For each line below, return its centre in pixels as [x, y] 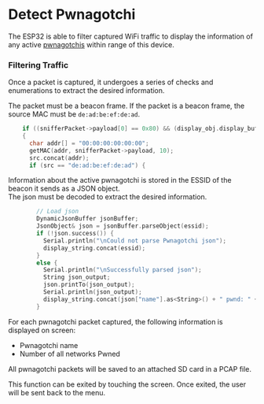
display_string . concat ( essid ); [94, 248]
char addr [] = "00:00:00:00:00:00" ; [89, 143]
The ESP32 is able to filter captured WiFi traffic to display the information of [131, 36]
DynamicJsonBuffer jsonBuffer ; [88, 219]
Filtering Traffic [38, 65]
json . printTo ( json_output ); [89, 285]
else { [47, 263]
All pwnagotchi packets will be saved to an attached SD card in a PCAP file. [130, 369]
